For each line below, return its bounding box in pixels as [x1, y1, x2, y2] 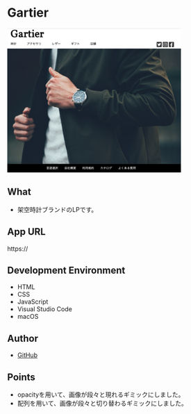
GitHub [17, 351, 38, 359]
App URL [7, 226, 47, 238]
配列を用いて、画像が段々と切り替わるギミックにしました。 [17, 399, 188, 408]
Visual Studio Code [17, 305, 73, 313]
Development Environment [7, 264, 126, 276]
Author [7, 332, 38, 345]
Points [7, 371, 36, 383]
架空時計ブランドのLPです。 [17, 205, 98, 213]
